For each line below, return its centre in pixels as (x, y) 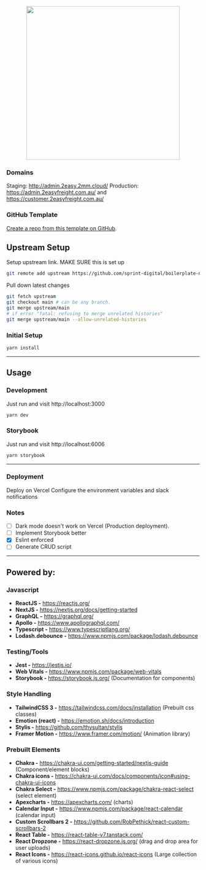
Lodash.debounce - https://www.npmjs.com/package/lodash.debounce (106, 636)
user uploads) (33, 847)
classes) (26, 714)
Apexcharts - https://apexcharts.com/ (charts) (74, 802)
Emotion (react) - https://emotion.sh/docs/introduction (85, 720)
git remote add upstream (38, 273)
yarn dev (17, 415)
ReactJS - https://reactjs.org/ (52, 603)
